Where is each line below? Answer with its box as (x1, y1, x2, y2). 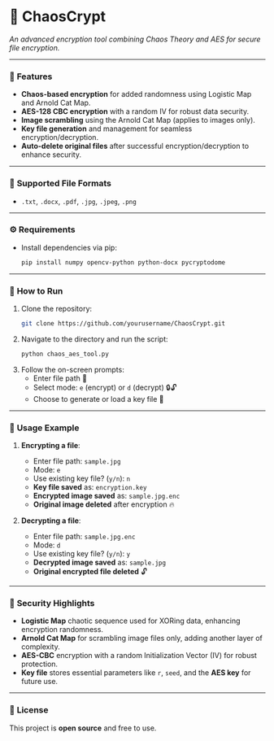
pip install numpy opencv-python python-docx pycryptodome (20, 258, 226, 267)
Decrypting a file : (20, 516, 81, 525)
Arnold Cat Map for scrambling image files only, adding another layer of (20, 634, 263, 643)
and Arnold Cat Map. (20, 98, 91, 108)
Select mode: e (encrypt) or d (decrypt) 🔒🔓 (33, 382, 177, 392)
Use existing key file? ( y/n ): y (33, 549, 131, 559)
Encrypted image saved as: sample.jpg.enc (33, 491, 180, 501)
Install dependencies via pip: (20, 242, 117, 252)
